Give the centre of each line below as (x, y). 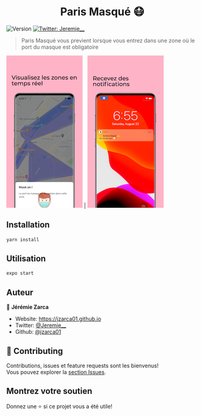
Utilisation (26, 259)
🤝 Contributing (35, 351)
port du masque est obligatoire (60, 47)
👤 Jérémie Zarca (27, 307)
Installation (28, 225)
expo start (20, 273)
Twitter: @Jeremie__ (41, 325)
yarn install (23, 239)
